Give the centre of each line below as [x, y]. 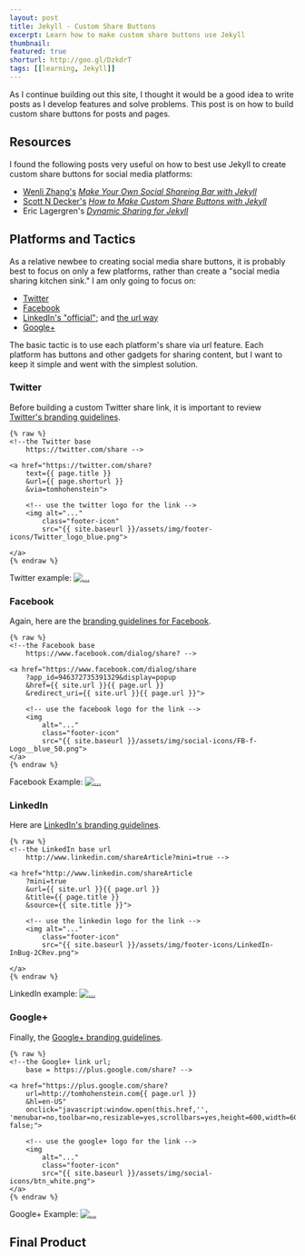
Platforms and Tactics [73, 239]
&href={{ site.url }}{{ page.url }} [95, 686]
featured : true [38, 52]
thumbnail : [30, 43]
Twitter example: [41, 577]
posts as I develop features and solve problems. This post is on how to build [152, 104]
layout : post [34, 18]
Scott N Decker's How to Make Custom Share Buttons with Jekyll [145, 201]
